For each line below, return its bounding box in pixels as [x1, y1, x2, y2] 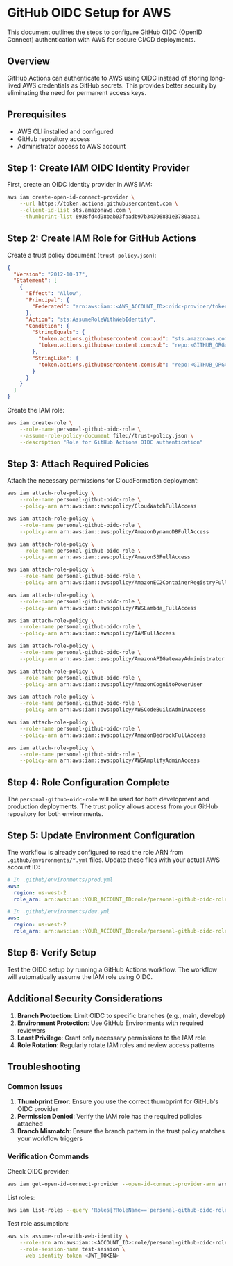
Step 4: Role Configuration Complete [7, 776, 170, 788]
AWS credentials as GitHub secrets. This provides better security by [22, 81, 217, 90]
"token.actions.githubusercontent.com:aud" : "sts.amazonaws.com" [37, 335, 231, 342]
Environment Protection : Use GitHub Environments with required [17, 1019, 204, 1027]
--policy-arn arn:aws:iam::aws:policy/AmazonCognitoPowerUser [19, 681, 203, 688]
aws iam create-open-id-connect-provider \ [7, 194, 135, 201]
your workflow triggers [17, 1134, 83, 1143]
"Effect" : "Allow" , [25, 290, 82, 297]
